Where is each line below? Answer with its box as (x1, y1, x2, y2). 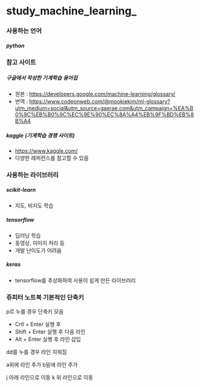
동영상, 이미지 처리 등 (14, 239, 65, 246)
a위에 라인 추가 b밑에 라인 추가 (6, 361, 78, 368)
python (6, 42, 25, 49)
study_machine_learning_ (6, 4, 137, 18)
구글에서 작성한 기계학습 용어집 (6, 74, 78, 81)
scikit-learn (6, 186, 36, 193)
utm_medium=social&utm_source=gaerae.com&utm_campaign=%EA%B (14, 105, 193, 112)
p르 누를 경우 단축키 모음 (6, 308, 64, 315)
